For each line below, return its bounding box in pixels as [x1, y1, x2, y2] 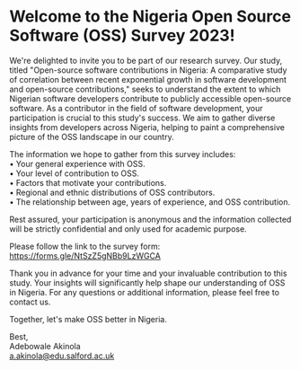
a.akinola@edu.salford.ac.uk [9, 350, 115, 361]
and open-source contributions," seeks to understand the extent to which [9, 84, 281, 94]
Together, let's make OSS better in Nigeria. [9, 313, 168, 324]
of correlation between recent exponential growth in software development [9, 74, 287, 84]
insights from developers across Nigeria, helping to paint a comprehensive [9, 121, 286, 132]
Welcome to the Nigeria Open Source [9, 6, 292, 27]
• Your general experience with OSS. [9, 158, 146, 169]
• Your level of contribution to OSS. [9, 168, 139, 179]
